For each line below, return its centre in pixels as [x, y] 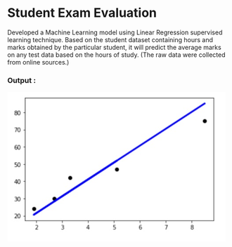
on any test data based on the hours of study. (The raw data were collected [117, 55]
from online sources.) [38, 62]
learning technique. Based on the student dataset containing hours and [110, 39]
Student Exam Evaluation [82, 13]
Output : [22, 80]
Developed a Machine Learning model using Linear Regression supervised [115, 32]
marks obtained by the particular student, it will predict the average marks [114, 47]
